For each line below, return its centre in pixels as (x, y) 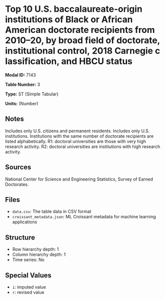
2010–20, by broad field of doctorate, (82, 41)
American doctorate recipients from (80, 30)
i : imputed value (29, 287)
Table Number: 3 (23, 84)
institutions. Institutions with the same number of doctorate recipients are (79, 136)
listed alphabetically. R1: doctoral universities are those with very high (76, 141)
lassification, (32, 61)
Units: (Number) (22, 103)
